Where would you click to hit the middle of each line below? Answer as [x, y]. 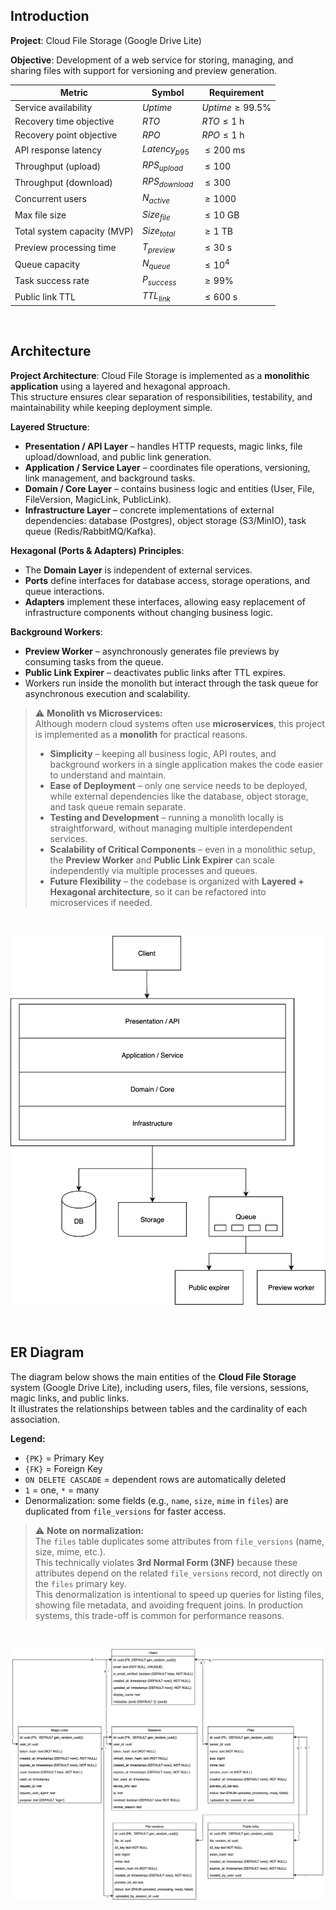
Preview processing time [65, 248]
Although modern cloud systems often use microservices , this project [179, 723]
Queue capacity [47, 264]
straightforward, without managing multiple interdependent [171, 828]
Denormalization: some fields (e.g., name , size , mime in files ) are [156, 1500]
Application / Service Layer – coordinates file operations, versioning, [167, 467]
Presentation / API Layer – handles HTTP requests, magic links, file [163, 446]
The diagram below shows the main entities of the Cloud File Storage [153, 1376]
